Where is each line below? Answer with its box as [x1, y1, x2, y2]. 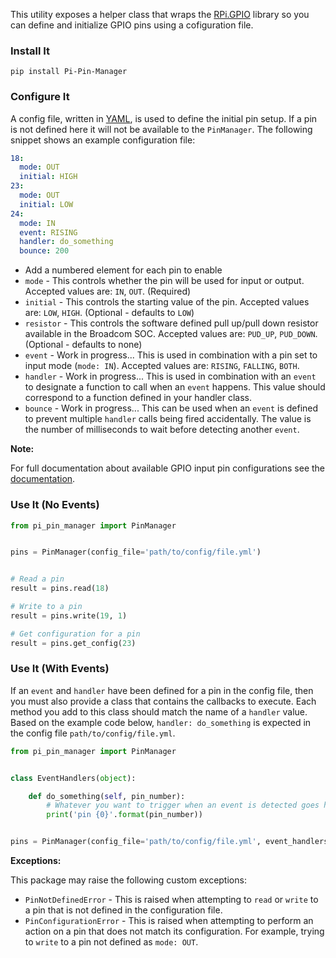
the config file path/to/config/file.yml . [10, 727, 176, 739]
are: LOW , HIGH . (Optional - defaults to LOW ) [24, 307, 195, 319]
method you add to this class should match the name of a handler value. [10, 705, 308, 718]
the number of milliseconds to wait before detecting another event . [24, 424, 300, 436]
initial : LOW [19, 199, 74, 209]
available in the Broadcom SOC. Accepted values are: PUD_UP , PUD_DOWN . [24, 328, 318, 340]
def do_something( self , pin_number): [28, 791, 186, 801]
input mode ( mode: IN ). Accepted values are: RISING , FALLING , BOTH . [24, 360, 300, 372]
